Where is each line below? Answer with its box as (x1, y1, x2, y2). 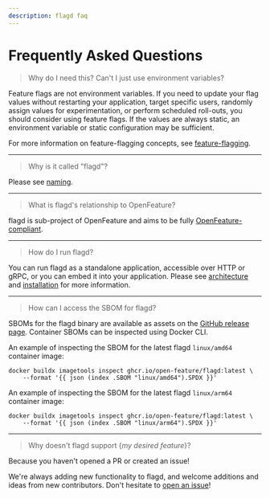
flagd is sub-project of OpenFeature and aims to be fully (8, 215, 194, 225)
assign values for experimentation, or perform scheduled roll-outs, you (8, 105, 243, 115)
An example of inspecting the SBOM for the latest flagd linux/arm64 (8, 387, 233, 398)
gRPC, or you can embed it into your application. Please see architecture (8, 271, 249, 281)
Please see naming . (8, 177, 74, 186)
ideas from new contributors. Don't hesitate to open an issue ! (8, 480, 211, 490)
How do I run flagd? (27, 247, 94, 257)
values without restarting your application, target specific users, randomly (8, 97, 253, 107)
